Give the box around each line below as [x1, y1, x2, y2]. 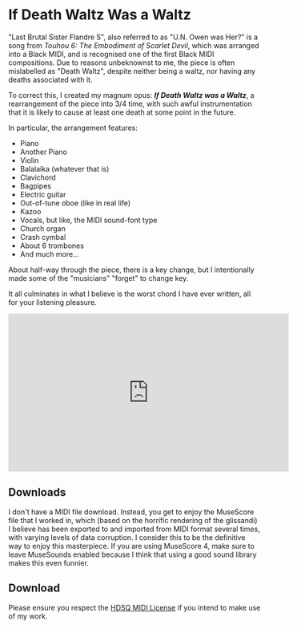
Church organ [19, 223, 66, 233]
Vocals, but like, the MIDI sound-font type [19, 215, 158, 225]
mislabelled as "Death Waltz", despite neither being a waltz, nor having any [8, 66, 256, 75]
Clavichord [19, 172, 56, 182]
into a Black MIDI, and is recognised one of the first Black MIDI [8, 49, 215, 59]
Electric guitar [19, 189, 66, 199]
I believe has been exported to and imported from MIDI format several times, [8, 524, 260, 534]
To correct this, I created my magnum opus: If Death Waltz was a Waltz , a [8, 90, 255, 99]
